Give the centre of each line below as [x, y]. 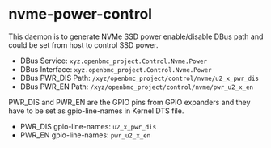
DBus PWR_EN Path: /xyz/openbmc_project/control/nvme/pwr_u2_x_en [136, 87]
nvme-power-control [80, 14]
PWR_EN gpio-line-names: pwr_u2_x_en [85, 135]
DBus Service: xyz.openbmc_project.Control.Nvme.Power [114, 61]
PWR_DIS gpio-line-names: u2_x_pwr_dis [88, 126]
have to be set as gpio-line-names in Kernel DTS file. [96, 111]
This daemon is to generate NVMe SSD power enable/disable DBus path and [136, 36]
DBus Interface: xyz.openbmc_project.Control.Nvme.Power [116, 69]
